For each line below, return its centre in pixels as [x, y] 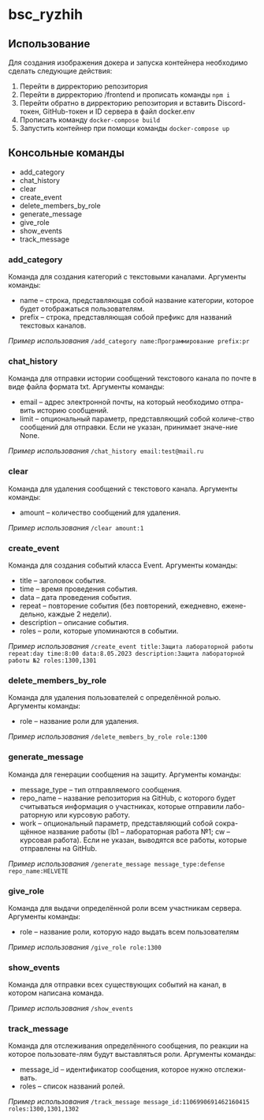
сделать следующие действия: [60, 71]
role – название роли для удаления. [79, 721]
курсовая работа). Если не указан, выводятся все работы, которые [133, 840]
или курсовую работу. [93, 815]
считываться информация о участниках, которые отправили [122, 806]
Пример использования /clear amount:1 [76, 527]
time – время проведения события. [78, 589]
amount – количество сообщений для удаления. [100, 512]
